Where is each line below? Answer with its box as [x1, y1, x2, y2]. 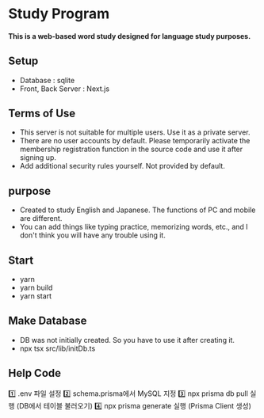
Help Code [8, 367, 62, 380]
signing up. [19, 153, 57, 162]
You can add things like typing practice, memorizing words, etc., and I [19, 222, 248, 232]
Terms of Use [8, 106, 76, 120]
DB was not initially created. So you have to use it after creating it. [19, 335, 235, 344]
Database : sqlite [19, 75, 75, 85]
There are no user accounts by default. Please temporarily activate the [19, 136, 251, 146]
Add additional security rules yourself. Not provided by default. [19, 161, 226, 171]
